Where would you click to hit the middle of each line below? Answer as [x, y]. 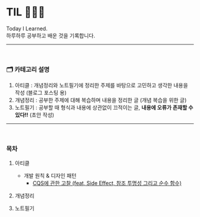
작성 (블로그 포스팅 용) [40, 93]
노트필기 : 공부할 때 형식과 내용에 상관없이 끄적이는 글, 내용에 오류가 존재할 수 [104, 108]
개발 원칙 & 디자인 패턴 [50, 175]
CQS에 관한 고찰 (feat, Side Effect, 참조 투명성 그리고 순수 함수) [107, 183]
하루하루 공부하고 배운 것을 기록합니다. [51, 36]
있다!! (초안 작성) [35, 115]
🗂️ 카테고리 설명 [28, 69]
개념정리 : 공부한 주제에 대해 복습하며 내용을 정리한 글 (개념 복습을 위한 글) [101, 100]
